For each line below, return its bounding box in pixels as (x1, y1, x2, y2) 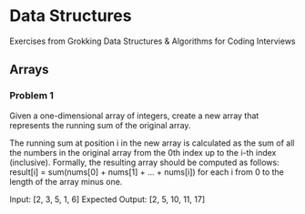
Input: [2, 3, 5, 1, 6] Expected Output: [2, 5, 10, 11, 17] (9, 193, 206, 205)
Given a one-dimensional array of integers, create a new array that (9, 110, 259, 121)
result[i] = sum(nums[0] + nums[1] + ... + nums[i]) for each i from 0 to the (9, 166, 285, 178)
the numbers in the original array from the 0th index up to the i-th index (9, 147, 277, 158)
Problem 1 (9, 89, 55, 102)
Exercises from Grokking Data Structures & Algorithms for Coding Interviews (9, 36, 296, 46)
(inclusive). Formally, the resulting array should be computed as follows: (9, 157, 280, 168)
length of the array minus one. (9, 176, 123, 187)
